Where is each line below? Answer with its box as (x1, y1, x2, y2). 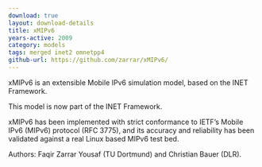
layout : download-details (8, 19, 94, 27)
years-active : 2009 (8, 33, 73, 42)
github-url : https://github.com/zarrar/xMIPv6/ (8, 56, 169, 64)
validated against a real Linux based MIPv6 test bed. (8, 134, 179, 143)
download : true (8, 11, 59, 20)
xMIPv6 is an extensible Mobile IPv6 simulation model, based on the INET (8, 77, 249, 87)
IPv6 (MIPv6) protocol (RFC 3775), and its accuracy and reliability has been (8, 125, 255, 135)
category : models (8, 41, 66, 49)
